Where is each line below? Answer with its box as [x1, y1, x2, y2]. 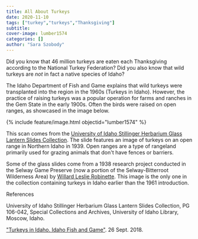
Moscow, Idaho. [6, 214, 45, 222]
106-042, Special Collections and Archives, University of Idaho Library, [6, 208, 179, 215]
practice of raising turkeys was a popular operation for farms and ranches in [6, 94, 192, 101]
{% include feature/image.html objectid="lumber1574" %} [6, 118, 147, 125]
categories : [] [6, 36, 44, 42]
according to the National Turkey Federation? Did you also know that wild [6, 64, 184, 71]
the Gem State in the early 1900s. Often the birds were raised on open [6, 101, 176, 108]
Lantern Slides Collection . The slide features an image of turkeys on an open [6, 136, 193, 143]
